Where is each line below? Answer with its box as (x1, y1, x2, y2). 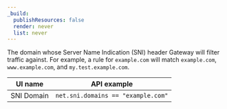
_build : (7, 10, 30, 17)
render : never (13, 23, 54, 30)
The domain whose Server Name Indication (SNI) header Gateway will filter (7, 48, 220, 57)
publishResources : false (13, 17, 85, 23)
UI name (16, 79, 44, 89)
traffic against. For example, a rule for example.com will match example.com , (7, 56, 217, 64)
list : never (13, 29, 48, 37)
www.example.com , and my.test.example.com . (7, 63, 130, 71)
